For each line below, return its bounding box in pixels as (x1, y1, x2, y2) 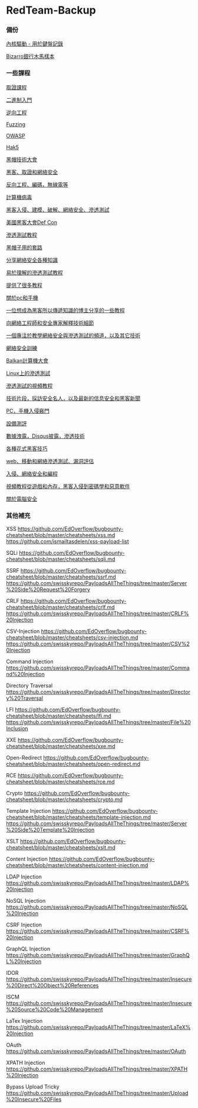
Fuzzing (6, 121, 25, 128)
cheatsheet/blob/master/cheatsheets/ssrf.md (6, 573, 116, 580)
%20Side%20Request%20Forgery (6, 586, 90, 593)
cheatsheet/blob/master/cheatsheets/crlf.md (6, 604, 115, 611)
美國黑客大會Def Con (6, 218, 58, 225)
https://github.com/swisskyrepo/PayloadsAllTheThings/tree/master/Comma (6, 664, 190, 671)
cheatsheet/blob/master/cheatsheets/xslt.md (6, 844, 116, 851)
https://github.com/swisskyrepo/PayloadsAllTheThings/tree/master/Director (6, 689, 190, 696)
